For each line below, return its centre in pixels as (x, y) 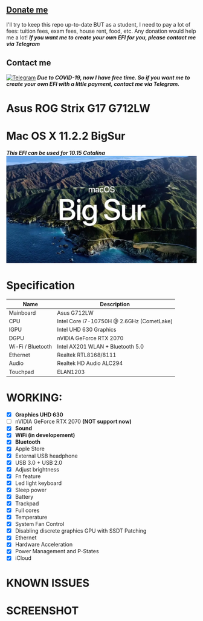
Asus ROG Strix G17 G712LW (79, 108)
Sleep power (31, 490)
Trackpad (27, 503)
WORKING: (34, 398)
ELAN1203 (71, 372)
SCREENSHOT (43, 610)
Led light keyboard (38, 483)
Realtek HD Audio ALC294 (90, 363)
